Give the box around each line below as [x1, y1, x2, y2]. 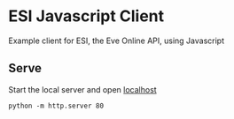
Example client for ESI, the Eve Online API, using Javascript [8, 35, 225, 46]
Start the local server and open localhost [8, 84, 157, 94]
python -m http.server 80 [8, 101, 104, 110]
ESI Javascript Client [8, 6, 165, 26]
